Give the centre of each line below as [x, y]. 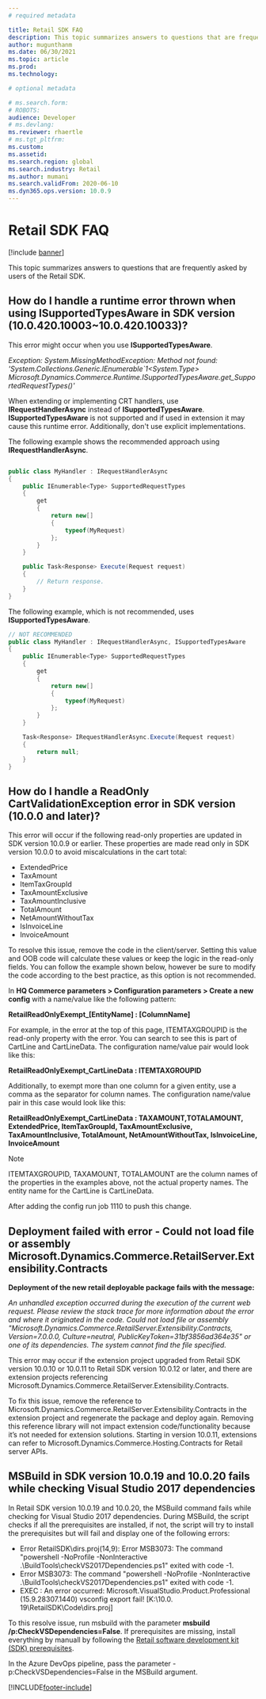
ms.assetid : [28, 154]
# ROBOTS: [25, 110]
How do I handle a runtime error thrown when [122, 301]
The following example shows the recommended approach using [114, 442]
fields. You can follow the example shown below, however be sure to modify [132, 967]
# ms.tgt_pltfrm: [37, 140]
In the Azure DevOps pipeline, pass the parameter [90, 1663]
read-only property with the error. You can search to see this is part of [123, 1039]
